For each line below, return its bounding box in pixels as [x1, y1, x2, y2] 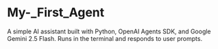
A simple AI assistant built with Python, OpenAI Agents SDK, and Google [7, 27, 211, 35]
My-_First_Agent [7, 5, 105, 20]
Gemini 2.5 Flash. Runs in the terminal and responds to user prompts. [7, 34, 203, 42]
